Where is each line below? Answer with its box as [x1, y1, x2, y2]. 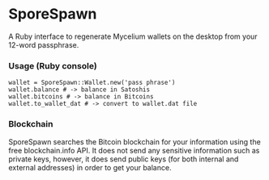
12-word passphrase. [8, 40, 79, 49]
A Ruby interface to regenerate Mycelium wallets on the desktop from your [8, 31, 258, 41]
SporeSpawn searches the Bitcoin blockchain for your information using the [8, 136, 261, 146]
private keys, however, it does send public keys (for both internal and [8, 154, 239, 164]
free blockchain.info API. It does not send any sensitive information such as [8, 145, 260, 155]
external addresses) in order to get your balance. [8, 162, 172, 172]
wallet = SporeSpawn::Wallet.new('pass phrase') [8, 78, 176, 87]
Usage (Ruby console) [8, 60, 97, 71]
